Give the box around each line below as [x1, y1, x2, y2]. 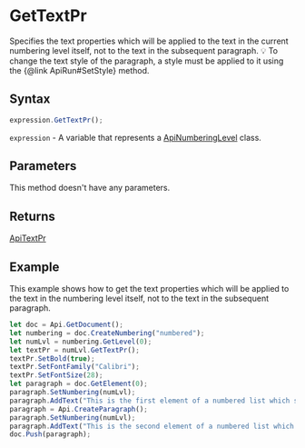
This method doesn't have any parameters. [9, 183, 171, 194]
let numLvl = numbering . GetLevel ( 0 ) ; [9, 337, 152, 346]
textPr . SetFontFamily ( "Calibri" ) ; [9, 363, 141, 372]
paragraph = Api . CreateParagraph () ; [9, 404, 148, 413]
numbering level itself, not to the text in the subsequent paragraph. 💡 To [9, 45, 279, 55]
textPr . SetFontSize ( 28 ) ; [9, 371, 103, 380]
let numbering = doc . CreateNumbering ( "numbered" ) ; [9, 328, 205, 337]
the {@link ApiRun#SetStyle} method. [9, 65, 150, 75]
